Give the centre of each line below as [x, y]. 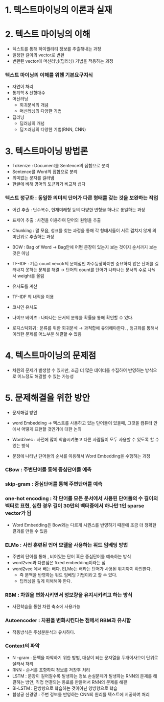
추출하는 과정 [42, 236]
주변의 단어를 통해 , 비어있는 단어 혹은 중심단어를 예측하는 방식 [71, 556]
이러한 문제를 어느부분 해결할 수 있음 [47, 334]
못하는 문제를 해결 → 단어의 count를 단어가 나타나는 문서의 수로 [86, 270]
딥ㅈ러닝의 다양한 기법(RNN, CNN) [53, 129]
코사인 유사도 [25, 307]
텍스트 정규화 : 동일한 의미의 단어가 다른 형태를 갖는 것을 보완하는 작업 [82, 198]
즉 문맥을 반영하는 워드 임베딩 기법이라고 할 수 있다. [68, 575]
